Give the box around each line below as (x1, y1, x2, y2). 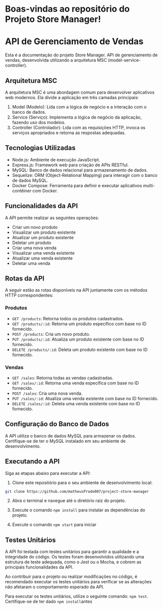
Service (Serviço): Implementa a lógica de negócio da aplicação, (12, 114, 142, 120)
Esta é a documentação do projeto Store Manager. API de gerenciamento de (5, 52, 158, 58)
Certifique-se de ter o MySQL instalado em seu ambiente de (5, 438, 126, 444)
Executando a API (5, 457, 60, 466)
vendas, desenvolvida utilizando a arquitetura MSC (5, 57, 107, 63)
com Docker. (32, 188, 58, 193)
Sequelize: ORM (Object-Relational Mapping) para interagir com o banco (12, 172, 158, 178)
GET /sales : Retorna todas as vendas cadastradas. (12, 375, 113, 381)
